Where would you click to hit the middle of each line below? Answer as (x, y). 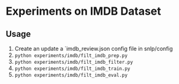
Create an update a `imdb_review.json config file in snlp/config (93, 48)
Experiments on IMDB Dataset (84, 11)
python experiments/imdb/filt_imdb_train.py (72, 69)
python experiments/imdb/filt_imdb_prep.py (71, 56)
